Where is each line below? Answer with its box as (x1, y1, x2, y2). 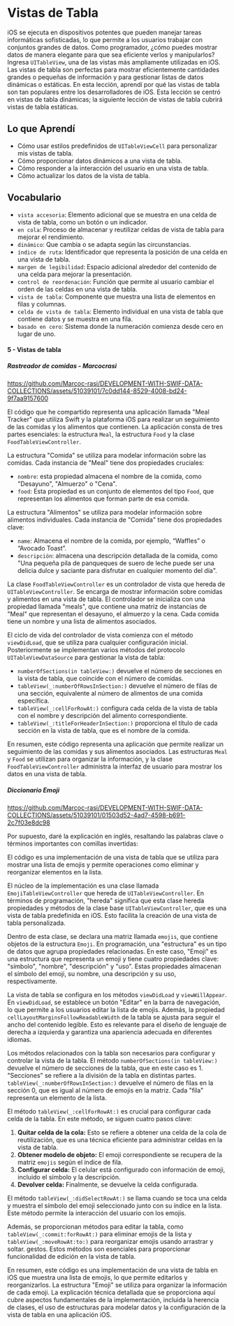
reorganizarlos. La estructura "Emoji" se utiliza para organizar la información (7, 1281, 227, 1290)
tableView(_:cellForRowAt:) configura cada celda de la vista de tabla (17, 704, 218, 712)
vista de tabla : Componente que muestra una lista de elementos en (17, 292, 216, 301)
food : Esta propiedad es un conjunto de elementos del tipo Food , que (17, 487, 214, 496)
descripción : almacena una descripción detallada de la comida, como (17, 552, 218, 560)
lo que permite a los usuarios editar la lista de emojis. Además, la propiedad (7, 1006, 225, 1014)
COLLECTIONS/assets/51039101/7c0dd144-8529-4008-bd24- (7, 387, 187, 395)
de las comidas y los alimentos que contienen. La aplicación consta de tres (7, 423, 224, 431)
